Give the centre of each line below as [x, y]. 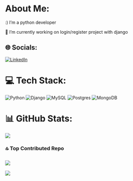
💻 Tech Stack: [36, 80]
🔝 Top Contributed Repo [35, 148]
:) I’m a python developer [31, 22]
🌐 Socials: [21, 48]
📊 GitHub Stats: [39, 118]
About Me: [27, 9]
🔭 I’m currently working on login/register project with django [66, 32]
